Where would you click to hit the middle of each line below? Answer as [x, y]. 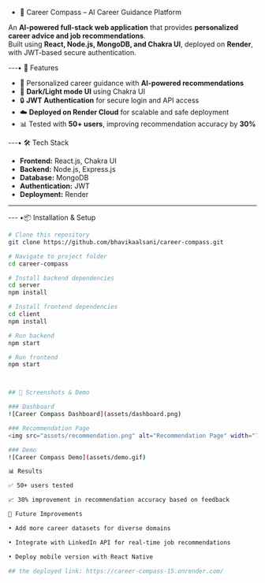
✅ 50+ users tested [41, 486]
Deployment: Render [54, 194]
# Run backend [32, 336]
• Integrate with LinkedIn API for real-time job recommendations [119, 542]
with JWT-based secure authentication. [72, 52]
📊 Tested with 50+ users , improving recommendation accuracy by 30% [138, 124]
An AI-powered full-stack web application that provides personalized [123, 27]
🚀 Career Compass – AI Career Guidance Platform [100, 12]
